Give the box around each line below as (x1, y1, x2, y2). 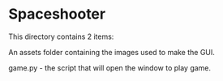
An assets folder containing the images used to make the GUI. (8, 47, 215, 57)
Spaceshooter (8, 5, 106, 23)
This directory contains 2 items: (8, 32, 114, 41)
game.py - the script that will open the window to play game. (8, 62, 212, 73)
